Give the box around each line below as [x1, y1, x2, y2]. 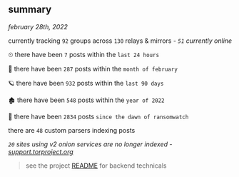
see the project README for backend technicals [25, 161, 167, 170]
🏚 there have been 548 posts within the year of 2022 [8, 96, 165, 104]
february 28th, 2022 [8, 22, 68, 31]
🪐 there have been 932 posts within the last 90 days [8, 79, 164, 87]
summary [8, 4, 52, 16]
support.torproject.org [8, 147, 73, 156]
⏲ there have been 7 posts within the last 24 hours [8, 50, 160, 59]
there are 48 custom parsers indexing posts [8, 126, 136, 134]
